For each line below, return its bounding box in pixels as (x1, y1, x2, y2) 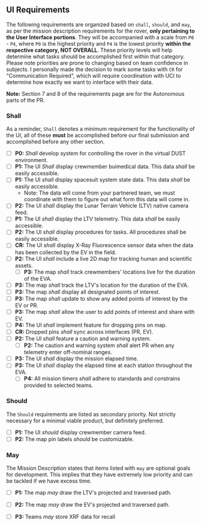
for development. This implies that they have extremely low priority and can (6, 471, 193, 478)
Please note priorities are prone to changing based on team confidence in (6, 59, 188, 66)
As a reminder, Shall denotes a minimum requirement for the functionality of (6, 125, 195, 133)
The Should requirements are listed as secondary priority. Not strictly (6, 410, 176, 418)
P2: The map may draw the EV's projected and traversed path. (14, 501, 170, 509)
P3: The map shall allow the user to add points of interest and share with (14, 308, 195, 315)
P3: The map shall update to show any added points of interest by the (14, 295, 188, 302)
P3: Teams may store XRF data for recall (14, 513, 116, 521)
